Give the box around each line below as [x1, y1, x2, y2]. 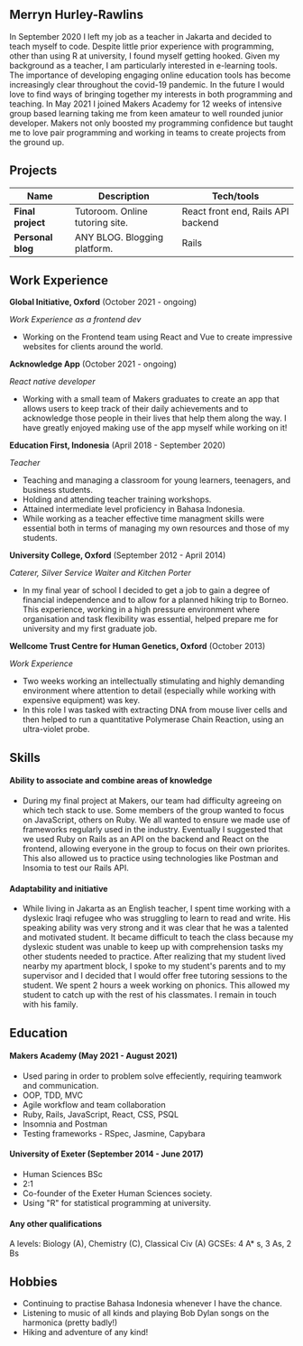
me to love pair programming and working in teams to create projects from [9, 126, 287, 138]
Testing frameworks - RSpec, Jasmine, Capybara [22, 1128, 206, 1138]
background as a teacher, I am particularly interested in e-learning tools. [9, 60, 278, 70]
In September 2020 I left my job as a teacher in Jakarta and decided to [9, 31, 272, 42]
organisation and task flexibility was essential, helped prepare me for [22, 614, 279, 625]
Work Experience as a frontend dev [9, 314, 142, 325]
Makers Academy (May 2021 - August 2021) [9, 1051, 178, 1062]
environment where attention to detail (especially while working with [22, 685, 277, 696]
